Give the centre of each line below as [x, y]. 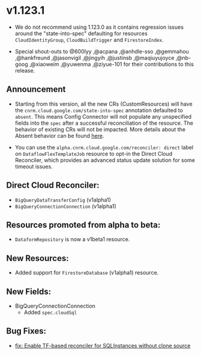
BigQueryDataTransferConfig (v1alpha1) [63, 200]
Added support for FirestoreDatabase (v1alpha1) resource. [87, 273]
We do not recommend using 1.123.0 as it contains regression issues [99, 27]
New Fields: [29, 291]
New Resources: [37, 258]
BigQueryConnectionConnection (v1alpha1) [66, 206]
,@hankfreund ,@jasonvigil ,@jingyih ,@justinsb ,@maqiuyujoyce [94, 58]
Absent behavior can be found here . [59, 136]
